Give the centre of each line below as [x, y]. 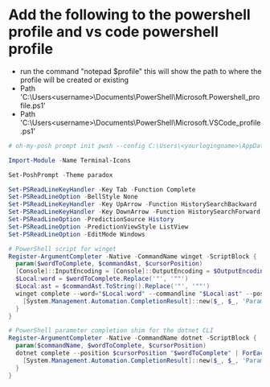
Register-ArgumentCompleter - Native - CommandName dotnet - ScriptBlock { [133, 338]
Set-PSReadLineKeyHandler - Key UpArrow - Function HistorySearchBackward [133, 204]
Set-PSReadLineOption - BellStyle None [73, 197]
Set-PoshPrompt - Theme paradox [61, 175]
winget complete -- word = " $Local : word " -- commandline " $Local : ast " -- [134, 294]
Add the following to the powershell [129, 15]
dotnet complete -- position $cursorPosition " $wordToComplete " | [127, 353]
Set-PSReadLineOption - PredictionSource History [91, 220]
